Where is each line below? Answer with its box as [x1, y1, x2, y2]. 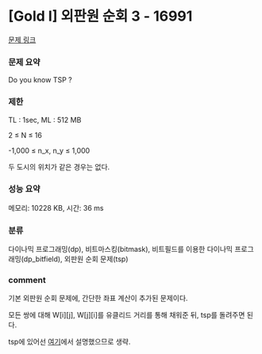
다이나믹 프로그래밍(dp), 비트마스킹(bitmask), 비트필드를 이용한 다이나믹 [8, 245, 233, 254]
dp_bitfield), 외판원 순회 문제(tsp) [23, 254, 129, 264]
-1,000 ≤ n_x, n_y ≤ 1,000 [8, 146, 91, 155]
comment [8, 275, 46, 286]
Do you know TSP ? [8, 75, 73, 85]
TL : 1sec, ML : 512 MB [8, 115, 82, 124]
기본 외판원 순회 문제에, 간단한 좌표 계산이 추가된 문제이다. [8, 294, 188, 303]
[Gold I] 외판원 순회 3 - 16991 [8, 7, 193, 25]
